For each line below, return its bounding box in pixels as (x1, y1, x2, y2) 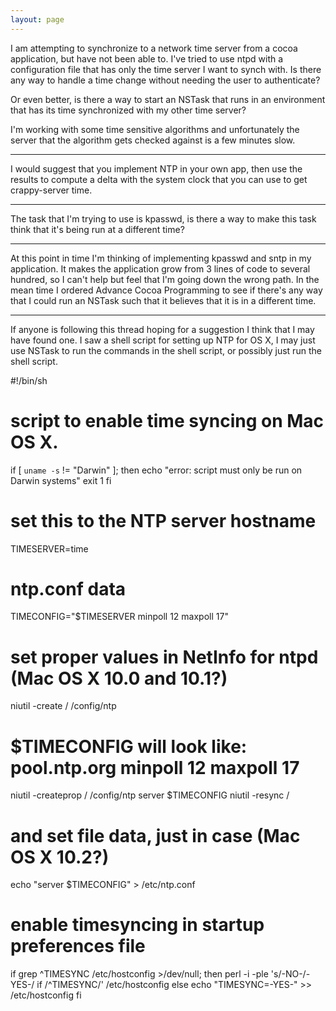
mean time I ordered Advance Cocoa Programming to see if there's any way (10, 284, 323, 296)
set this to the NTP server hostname (10, 509, 317, 532)
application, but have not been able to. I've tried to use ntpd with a (10, 52, 284, 65)
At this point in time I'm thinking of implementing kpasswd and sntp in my (10, 252, 312, 264)
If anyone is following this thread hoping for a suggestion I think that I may (10, 323, 315, 335)
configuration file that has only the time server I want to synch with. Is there (10, 63, 322, 75)
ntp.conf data (10, 577, 127, 600)
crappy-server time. (10, 184, 93, 196)
